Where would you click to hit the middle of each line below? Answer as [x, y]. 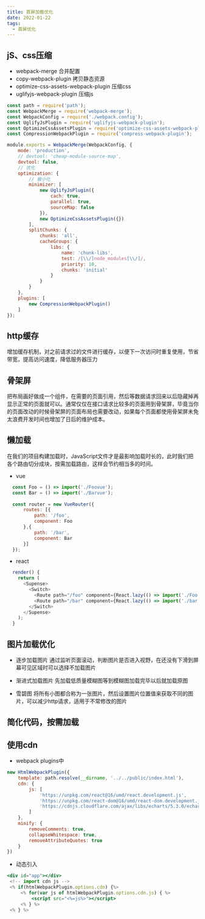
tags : [14, 23]
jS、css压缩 [30, 55]
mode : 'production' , [44, 151]
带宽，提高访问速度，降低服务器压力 [52, 359]
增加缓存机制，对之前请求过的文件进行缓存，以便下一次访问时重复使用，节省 [103, 352]
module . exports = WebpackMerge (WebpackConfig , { [70, 145]
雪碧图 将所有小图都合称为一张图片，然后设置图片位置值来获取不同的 [102, 693]
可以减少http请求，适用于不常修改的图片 [77, 701]
